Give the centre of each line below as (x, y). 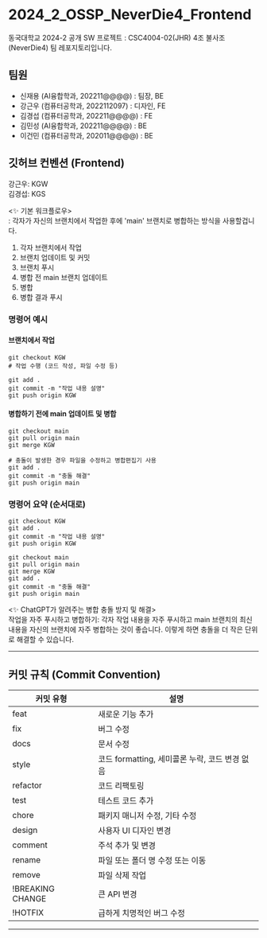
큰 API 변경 (118, 894)
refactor (27, 785)
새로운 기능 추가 (126, 714)
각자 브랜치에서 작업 (50, 247)
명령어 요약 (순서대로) (47, 504)
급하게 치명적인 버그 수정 (141, 913)
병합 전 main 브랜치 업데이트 (64, 277)
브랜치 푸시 (37, 267)
